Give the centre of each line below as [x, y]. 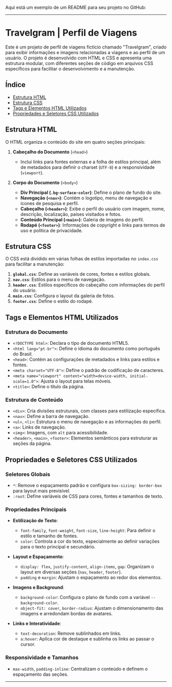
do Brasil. [23, 354]
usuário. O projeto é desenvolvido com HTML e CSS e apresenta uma [79, 58]
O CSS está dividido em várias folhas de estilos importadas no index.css [82, 259]
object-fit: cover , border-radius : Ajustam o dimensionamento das [92, 608]
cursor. [28, 645]
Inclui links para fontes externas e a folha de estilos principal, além [91, 162]
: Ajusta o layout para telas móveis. [75, 381]
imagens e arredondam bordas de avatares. [66, 614]
